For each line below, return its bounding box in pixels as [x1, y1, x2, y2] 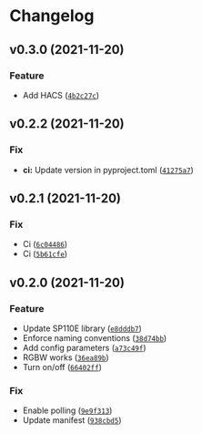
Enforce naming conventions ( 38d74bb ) [22, 332, 167, 343]
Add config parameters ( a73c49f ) [22, 342, 146, 353]
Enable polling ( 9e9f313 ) [22, 405, 113, 416]
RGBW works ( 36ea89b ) [22, 352, 109, 363]
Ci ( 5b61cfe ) [22, 248, 68, 260]
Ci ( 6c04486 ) [22, 239, 68, 250]
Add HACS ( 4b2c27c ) [22, 89, 100, 100]
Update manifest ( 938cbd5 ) [22, 415, 122, 426]
